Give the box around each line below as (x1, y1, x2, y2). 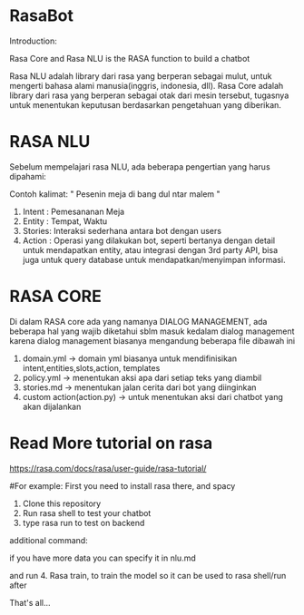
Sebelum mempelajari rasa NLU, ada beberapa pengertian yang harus (9, 161, 270, 172)
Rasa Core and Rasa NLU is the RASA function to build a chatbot (9, 53, 250, 63)
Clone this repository (22, 498, 102, 509)
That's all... (9, 597, 52, 608)
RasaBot (9, 5, 74, 26)
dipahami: (9, 171, 47, 181)
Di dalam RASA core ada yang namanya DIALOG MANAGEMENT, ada (9, 316, 268, 327)
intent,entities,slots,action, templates (22, 362, 161, 373)
